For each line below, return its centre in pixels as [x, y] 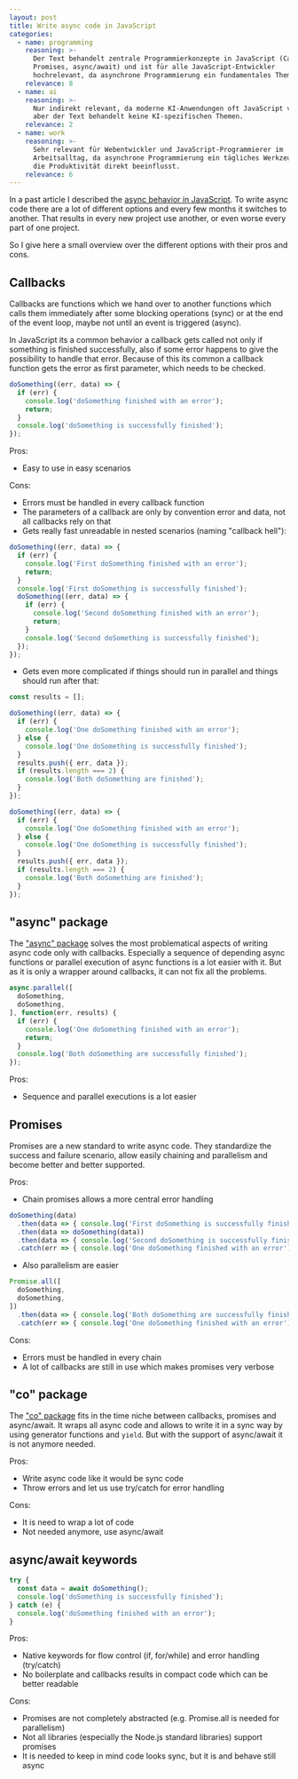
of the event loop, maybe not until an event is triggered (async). [125, 323]
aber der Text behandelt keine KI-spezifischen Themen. [138, 116]
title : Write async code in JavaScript [83, 26]
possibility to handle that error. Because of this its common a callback [137, 359]
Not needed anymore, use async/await [93, 1532]
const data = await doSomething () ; [83, 1589]
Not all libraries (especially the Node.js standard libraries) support [142, 1737]
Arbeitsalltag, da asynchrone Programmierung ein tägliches [146, 158]
